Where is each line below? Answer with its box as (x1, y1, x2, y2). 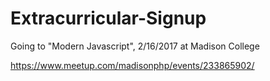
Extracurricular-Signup (10, 7, 207, 30)
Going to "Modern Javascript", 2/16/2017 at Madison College (10, 40, 260, 52)
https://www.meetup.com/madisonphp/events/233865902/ (10, 59, 255, 71)
